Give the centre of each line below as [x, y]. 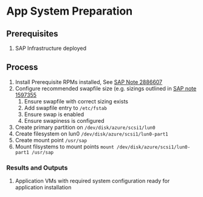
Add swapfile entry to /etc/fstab [66, 108]
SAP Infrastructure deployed [51, 48]
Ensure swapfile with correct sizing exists [76, 101]
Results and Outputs [37, 167]
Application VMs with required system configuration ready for [92, 181]
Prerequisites [32, 34]
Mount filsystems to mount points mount [64, 147]
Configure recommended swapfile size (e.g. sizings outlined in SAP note [105, 88]
